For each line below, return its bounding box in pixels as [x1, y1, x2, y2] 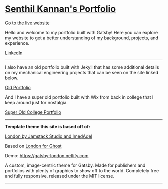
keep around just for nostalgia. [5, 99, 68, 105]
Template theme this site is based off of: [5, 123, 91, 129]
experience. [5, 40, 30, 46]
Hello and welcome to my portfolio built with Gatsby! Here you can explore [5, 29, 158, 35]
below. [5, 75, 19, 81]
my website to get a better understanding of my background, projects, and [5, 35, 159, 41]
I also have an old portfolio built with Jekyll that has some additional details [5, 64, 159, 70]
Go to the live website [5, 20, 50, 26]
